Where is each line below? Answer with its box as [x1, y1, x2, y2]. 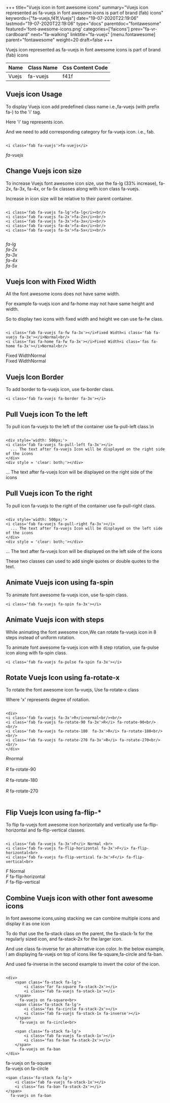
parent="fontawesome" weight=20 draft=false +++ [6, 37, 113, 43]
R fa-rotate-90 [6, 766, 36, 773]
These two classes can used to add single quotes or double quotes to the [6, 558, 159, 564]
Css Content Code [62, 64, 108, 71]
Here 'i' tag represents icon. [6, 119, 64, 125]
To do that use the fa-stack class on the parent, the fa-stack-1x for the [6, 930, 153, 936]
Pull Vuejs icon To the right [6, 489, 93, 498]
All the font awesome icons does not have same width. [6, 291, 120, 297]
